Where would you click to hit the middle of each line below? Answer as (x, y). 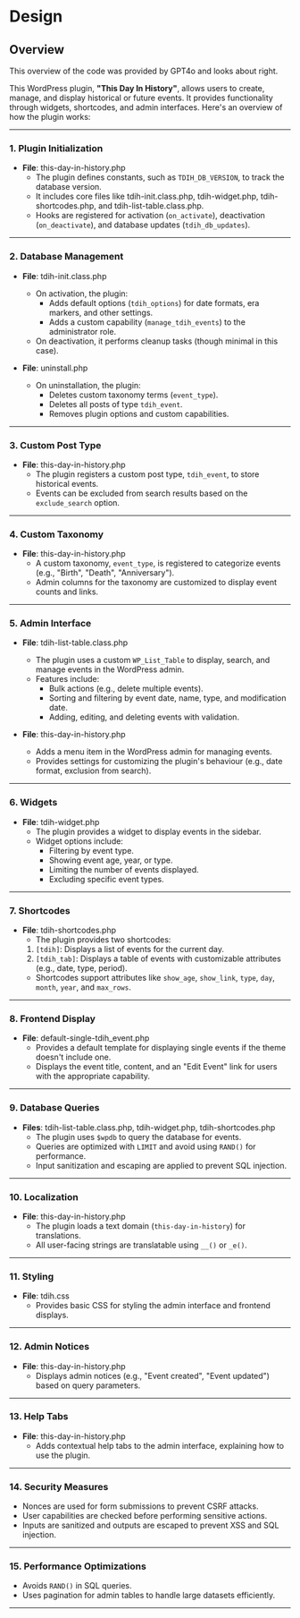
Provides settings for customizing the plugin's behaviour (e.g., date (159, 762)
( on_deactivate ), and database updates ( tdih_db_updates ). (143, 225)
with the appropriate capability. (92, 1077)
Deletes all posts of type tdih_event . (116, 404)
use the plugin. (63, 1455)
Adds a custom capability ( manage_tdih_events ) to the (147, 322)
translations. (58, 1235)
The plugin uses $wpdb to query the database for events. (138, 1137)
